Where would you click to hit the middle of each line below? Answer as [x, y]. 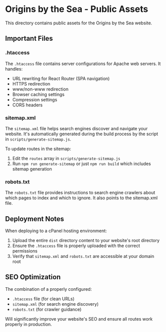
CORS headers [28, 105]
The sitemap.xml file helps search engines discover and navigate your [76, 128]
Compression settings [35, 99]
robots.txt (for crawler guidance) [47, 309]
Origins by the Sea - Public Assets [77, 9]
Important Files [29, 39]
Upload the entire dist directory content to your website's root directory [86, 241]
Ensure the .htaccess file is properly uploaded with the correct [76, 246]
